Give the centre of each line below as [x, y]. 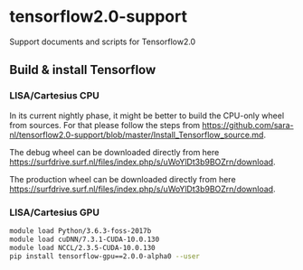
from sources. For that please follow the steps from [105, 125]
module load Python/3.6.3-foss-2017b [80, 231]
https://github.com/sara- [248, 125]
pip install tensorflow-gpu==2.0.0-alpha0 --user [105, 256]
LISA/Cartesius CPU [54, 96]
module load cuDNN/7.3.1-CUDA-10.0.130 [85, 239]
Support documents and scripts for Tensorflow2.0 [103, 42]
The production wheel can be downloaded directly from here [123, 179]
